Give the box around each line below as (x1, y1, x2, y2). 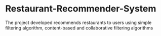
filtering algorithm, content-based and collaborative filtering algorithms (5, 24, 153, 30)
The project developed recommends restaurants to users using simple (5, 19, 152, 25)
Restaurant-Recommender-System (5, 3, 156, 14)
